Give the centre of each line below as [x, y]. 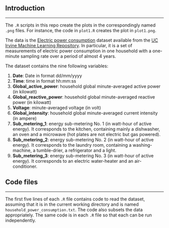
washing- [142, 145]
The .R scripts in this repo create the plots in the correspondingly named [80, 25]
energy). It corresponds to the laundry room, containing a [72, 145]
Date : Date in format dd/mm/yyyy [47, 75]
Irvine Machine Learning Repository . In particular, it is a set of [69, 45]
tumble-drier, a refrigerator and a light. [76, 150]
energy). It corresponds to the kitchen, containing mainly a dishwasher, [86, 129]
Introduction [25, 8]
